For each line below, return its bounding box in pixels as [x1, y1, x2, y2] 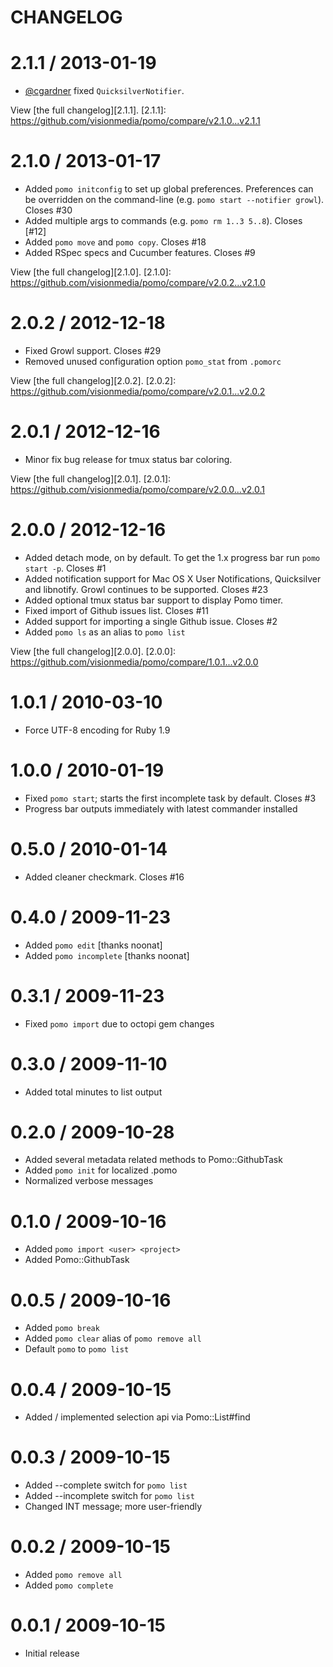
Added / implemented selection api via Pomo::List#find [24, 1411, 251, 1423]
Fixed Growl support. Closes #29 [24, 345, 162, 356]
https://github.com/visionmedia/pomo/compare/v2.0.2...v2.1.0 [10, 277, 266, 289]
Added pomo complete [24, 1579, 114, 1591]
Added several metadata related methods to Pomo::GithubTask [24, 1154, 283, 1166]
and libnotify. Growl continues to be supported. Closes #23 [24, 583, 269, 595]
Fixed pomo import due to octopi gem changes [24, 1017, 215, 1030]
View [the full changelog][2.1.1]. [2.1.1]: [10, 104, 167, 116]
